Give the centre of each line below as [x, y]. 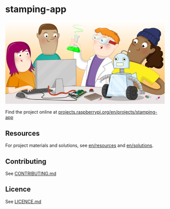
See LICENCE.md [23, 201]
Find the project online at [31, 112]
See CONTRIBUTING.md [31, 174]
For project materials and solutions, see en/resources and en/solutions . [79, 145]
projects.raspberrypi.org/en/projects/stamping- [108, 112]
